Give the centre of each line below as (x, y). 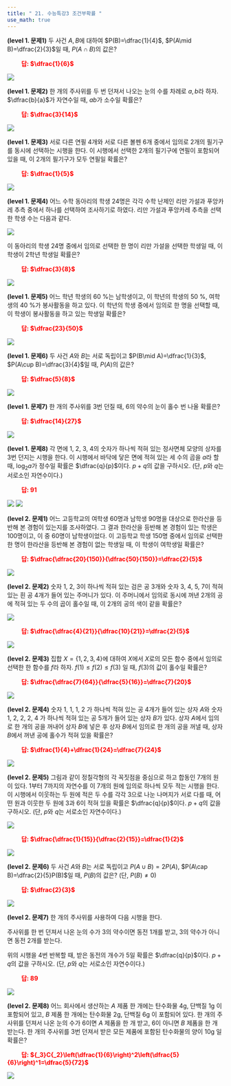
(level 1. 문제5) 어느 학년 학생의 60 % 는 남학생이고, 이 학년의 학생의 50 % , (107, 296)
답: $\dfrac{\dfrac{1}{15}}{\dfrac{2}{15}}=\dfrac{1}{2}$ (102, 839)
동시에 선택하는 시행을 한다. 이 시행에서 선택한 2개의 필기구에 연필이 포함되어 (117, 150)
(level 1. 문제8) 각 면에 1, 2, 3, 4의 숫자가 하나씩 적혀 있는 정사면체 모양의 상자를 (114, 448)
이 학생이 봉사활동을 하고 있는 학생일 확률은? (66, 313)
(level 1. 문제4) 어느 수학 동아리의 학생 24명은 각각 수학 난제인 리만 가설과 (106, 201)
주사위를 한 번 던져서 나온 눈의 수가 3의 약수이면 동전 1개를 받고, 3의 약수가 (107, 932)
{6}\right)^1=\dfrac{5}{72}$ (48, 1063)
